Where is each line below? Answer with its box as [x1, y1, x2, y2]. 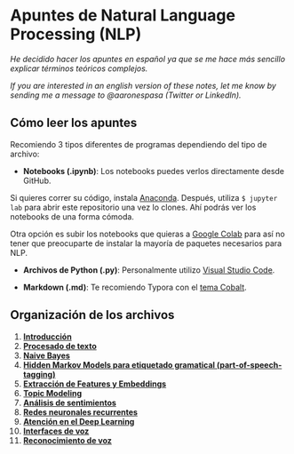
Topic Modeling [22, 387, 83, 398]
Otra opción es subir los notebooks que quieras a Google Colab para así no [10, 228, 285, 239]
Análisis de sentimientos [22, 397, 116, 408]
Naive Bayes [22, 350, 70, 361]
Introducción [22, 331, 72, 342]
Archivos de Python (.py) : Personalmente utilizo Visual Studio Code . [22, 264, 275, 275]
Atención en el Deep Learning [22, 416, 135, 426]
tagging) [22, 369, 56, 379]
